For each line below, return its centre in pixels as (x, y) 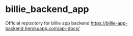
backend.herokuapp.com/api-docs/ (43, 28)
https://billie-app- (109, 23)
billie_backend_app (47, 9)
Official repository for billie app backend (48, 23)
